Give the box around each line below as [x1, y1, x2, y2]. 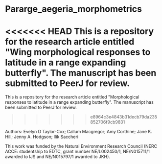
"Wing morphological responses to [5, 47, 151, 58]
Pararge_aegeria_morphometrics [5, 3, 142, 15]
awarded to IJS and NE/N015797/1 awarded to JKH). [5, 154, 110, 160]
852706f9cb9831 [90, 119, 125, 125]
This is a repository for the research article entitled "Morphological [5, 94, 139, 100]
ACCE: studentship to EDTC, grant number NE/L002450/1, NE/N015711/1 [5, 148, 150, 155]
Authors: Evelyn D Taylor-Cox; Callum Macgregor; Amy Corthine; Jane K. [5, 129, 153, 135]
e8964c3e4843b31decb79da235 [90, 114, 158, 120]
